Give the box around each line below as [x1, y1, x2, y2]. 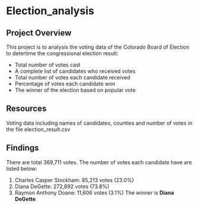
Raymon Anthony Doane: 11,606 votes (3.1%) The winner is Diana [14, 189, 174, 196]
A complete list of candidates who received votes [14, 68, 136, 75]
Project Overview [6, 28, 72, 38]
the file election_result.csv [6, 126, 71, 133]
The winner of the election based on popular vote [14, 87, 136, 93]
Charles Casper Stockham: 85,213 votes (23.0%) [14, 176, 135, 183]
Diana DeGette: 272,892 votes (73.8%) [14, 183, 110, 190]
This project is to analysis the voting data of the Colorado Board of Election [6, 43, 190, 50]
